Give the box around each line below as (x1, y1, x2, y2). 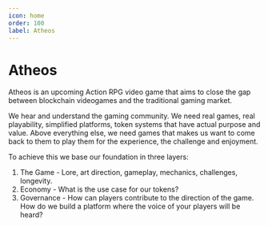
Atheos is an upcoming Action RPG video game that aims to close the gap (8, 87, 251, 97)
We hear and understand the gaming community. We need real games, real (8, 111, 256, 121)
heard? (19, 210, 44, 220)
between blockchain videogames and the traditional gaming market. (8, 96, 233, 105)
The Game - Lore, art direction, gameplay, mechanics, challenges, (19, 168, 238, 177)
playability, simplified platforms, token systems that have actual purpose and (8, 120, 261, 129)
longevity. (19, 176, 53, 186)
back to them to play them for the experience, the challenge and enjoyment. (8, 137, 258, 146)
